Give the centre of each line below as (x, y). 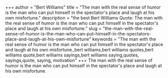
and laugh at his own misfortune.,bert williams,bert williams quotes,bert (79, 50)
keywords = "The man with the (124, 39)
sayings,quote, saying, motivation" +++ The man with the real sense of (79, 60)
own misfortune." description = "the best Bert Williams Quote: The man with (84, 18)
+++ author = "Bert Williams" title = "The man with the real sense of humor (83, 7)
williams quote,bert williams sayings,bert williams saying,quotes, (72, 55)
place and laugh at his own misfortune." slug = (53, 28)
